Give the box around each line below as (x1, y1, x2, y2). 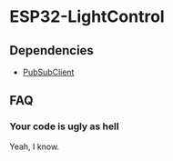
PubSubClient (22, 66, 75, 77)
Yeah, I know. (9, 141, 60, 152)
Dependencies (9, 43, 94, 58)
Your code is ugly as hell (9, 120, 120, 133)
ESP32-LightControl (9, 6, 166, 27)
